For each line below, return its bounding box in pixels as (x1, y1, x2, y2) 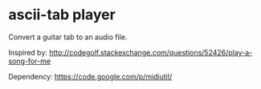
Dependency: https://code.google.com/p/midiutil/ (8, 71, 173, 81)
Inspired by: (8, 47, 48, 57)
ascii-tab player (8, 6, 116, 24)
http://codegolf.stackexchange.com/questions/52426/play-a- (49, 47, 253, 57)
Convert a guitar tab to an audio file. (8, 32, 128, 42)
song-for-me (8, 56, 51, 66)
